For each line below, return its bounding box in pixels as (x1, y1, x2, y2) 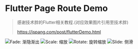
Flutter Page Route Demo (5, 3, 108, 14)
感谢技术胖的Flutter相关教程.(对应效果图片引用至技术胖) (17, 19, 129, 25)
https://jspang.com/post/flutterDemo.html (17, 29, 101, 35)
